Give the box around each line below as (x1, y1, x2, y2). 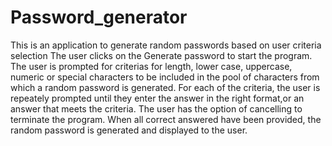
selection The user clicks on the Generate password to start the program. (10, 49, 313, 61)
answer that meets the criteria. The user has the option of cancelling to (10, 102, 303, 115)
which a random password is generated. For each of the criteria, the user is (10, 81, 321, 93)
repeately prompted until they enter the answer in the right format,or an (10, 92, 305, 104)
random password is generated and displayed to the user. (10, 124, 248, 136)
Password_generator (10, 6, 188, 29)
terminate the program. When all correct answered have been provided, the (10, 113, 322, 125)
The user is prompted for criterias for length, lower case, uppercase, (10, 60, 293, 72)
